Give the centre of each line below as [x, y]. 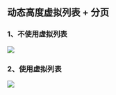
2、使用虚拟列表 [34, 68]
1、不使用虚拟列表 [37, 34]
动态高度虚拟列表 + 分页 [58, 13]
